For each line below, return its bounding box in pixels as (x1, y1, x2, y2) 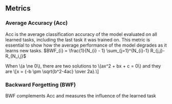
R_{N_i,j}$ (5, 53, 27, 59)
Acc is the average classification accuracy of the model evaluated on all (5, 31, 158, 37)
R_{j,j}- (150, 47, 165, 53)
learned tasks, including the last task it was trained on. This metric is (5, 36, 150, 43)
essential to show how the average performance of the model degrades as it (5, 42, 167, 48)
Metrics (5, 4, 31, 13)
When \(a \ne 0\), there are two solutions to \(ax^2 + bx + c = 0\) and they (5, 63, 161, 69)
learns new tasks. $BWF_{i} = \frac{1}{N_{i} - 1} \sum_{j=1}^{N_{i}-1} (5, 47, 149, 53)
